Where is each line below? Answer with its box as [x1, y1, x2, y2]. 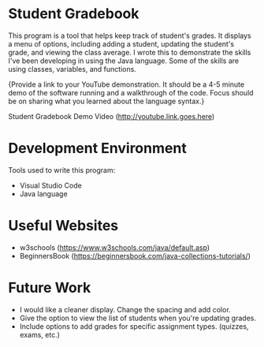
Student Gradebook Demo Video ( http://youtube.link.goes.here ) [8, 111, 215, 121]
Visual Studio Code [19, 181, 83, 190]
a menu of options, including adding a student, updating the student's [8, 39, 235, 48]
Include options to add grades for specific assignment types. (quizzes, [19, 321, 249, 331]
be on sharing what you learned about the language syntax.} [8, 96, 205, 106]
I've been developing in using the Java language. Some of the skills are [8, 56, 239, 65]
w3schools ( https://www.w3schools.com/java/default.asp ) [19, 242, 210, 252]
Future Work [8, 279, 91, 297]
